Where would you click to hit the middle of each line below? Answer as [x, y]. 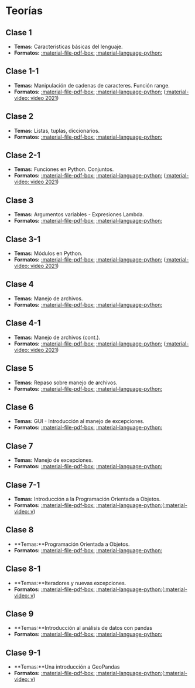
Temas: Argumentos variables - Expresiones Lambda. [79, 214]
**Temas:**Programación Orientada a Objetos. [72, 544]
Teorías [24, 11]
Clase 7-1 [23, 485]
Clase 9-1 [23, 652]
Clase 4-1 [23, 323]
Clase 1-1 [22, 71]
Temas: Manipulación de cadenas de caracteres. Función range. [92, 85]
